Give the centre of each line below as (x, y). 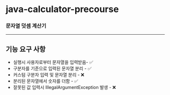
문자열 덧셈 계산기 (26, 26)
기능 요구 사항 (26, 49)
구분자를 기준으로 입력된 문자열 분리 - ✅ (52, 68)
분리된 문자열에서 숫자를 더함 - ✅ (46, 81)
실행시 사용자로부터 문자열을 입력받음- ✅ (53, 62)
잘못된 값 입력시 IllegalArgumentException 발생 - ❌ (64, 87)
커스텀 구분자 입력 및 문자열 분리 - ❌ (49, 75)
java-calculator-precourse (62, 9)
